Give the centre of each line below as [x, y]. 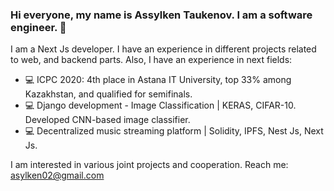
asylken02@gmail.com [57, 175]
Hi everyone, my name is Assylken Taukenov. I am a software [161, 15]
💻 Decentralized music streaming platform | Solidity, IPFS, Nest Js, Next [174, 131]
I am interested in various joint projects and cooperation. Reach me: [149, 165]
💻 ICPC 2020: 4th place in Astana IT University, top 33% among [158, 80]
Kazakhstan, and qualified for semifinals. [108, 94]
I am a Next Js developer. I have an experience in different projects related [163, 49]
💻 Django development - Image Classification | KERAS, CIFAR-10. [160, 105]
